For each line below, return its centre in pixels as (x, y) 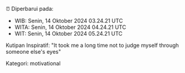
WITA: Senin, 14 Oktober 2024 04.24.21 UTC (70, 27)
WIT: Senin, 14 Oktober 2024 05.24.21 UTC (68, 33)
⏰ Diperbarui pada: (30, 9)
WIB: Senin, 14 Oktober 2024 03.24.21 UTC (68, 21)
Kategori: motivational (33, 63)
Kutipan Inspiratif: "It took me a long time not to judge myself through (92, 45)
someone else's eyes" (33, 52)
